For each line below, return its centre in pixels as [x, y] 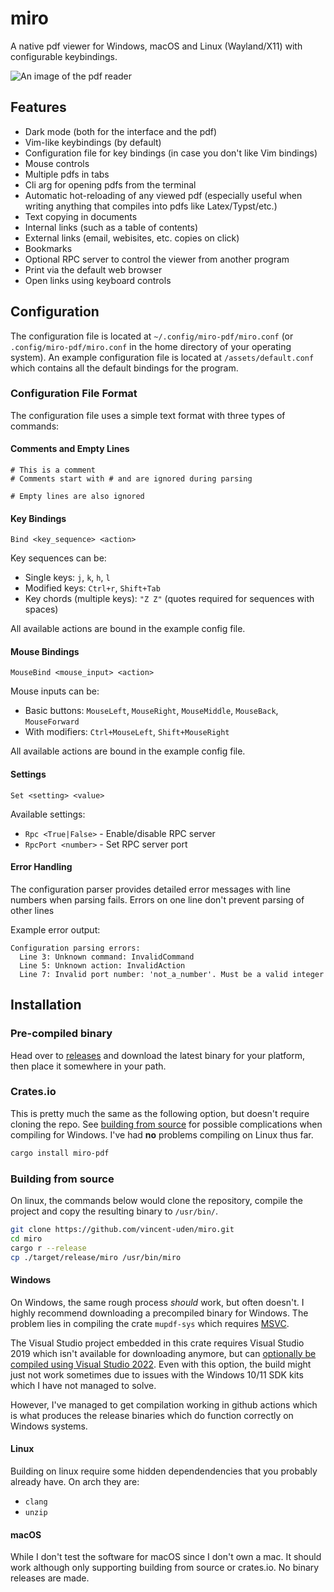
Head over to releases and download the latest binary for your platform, [157, 1055]
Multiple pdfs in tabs [67, 174]
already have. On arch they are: [75, 1481]
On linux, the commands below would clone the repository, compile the [156, 1201]
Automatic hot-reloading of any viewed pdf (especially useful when [163, 195]
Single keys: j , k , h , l [67, 578]
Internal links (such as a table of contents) [111, 227]
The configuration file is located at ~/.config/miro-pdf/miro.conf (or [152, 336]
